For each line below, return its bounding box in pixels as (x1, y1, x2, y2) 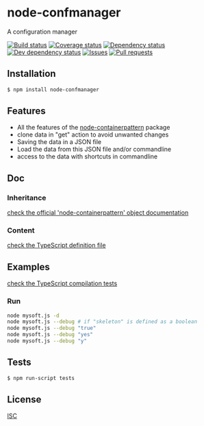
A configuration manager (7, 27, 77, 36)
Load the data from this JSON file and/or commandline (16, 145, 172, 154)
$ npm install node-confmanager (7, 86, 99, 93)
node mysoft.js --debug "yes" (7, 331, 94, 338)
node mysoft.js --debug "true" (7, 324, 97, 332)
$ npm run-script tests (7, 375, 75, 381)
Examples (7, 261, 50, 272)
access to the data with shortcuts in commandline (16, 152, 158, 161)
